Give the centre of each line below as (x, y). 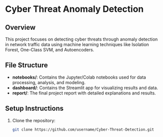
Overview (20, 27)
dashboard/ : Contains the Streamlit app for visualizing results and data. (85, 88)
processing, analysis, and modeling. (49, 82)
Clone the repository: (34, 120)
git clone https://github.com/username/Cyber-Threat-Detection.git (83, 130)
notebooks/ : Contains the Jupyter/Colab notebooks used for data (79, 77)
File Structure (26, 65)
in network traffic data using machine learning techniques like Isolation (77, 45)
